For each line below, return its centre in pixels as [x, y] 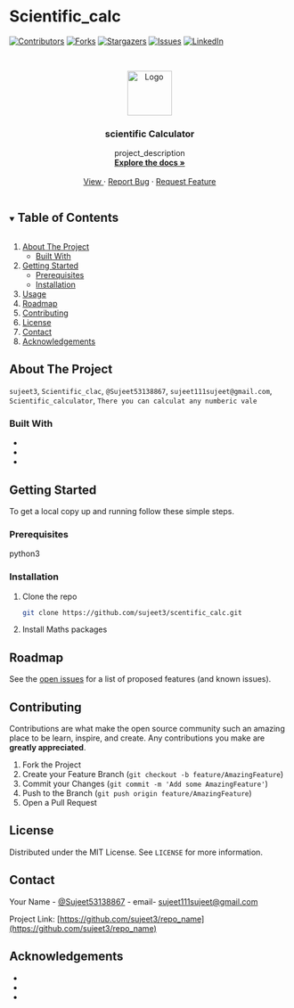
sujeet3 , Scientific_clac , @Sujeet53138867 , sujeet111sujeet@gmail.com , [141, 390]
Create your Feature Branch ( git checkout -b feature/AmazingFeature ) [153, 774]
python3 [24, 553]
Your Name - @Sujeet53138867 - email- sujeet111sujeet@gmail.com [134, 901]
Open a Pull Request [60, 803]
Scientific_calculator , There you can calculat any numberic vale [133, 400]
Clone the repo [49, 596]
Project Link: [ [35, 919]
